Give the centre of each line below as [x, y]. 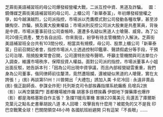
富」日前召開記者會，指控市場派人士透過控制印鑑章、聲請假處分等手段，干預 [81, 49]
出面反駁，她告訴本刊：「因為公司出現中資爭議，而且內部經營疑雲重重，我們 [81, 67]
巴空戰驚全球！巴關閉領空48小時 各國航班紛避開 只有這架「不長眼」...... [76, 110]
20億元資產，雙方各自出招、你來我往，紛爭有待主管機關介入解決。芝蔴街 [82, 37]
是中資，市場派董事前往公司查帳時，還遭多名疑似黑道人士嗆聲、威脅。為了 [79, 31]
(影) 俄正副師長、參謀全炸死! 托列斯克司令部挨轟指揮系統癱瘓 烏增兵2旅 [76, 86]
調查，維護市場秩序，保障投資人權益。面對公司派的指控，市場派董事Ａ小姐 [83, 61]
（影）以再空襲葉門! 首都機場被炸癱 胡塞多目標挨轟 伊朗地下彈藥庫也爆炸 [78, 92]
